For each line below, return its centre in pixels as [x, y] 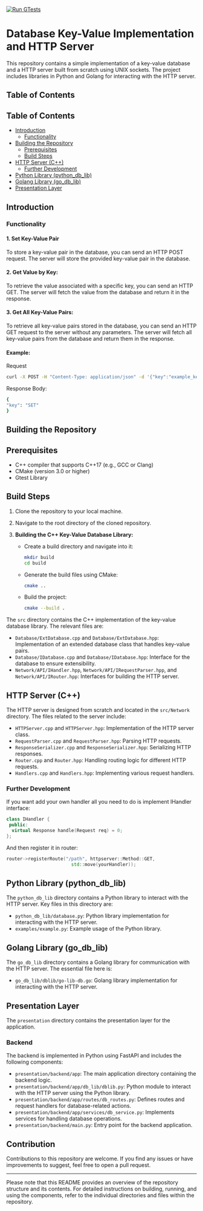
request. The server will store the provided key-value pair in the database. [98, 258]
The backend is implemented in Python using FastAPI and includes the [94, 1056]
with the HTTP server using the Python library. [73, 1093]
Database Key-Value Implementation [100, 34]
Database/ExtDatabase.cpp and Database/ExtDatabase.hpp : [87, 638]
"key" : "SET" [23, 405]
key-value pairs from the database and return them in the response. [91, 339]
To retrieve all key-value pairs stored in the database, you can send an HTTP [101, 326]
